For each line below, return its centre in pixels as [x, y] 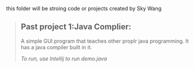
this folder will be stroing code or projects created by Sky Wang [84, 8]
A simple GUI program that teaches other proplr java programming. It [105, 41]
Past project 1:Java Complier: [76, 27]
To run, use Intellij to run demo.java [64, 59]
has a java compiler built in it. [56, 47]
